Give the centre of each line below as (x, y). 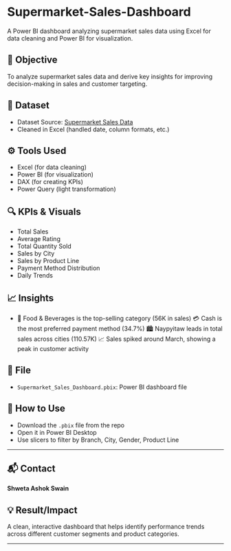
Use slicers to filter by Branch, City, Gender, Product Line (98, 440)
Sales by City (36, 254)
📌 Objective (32, 60)
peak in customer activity (53, 349)
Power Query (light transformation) (66, 189)
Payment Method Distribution (58, 268)
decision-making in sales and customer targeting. (77, 84)
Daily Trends (35, 275)
